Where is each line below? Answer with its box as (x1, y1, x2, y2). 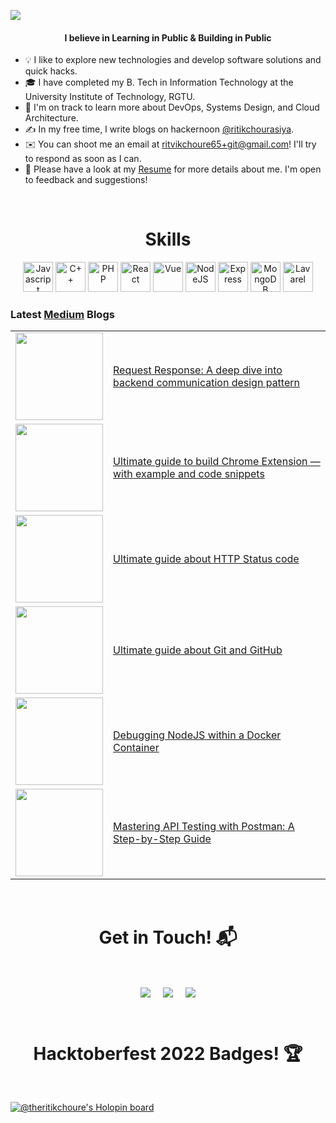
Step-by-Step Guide (113, 832, 212, 846)
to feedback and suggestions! (24, 174, 148, 186)
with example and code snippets (113, 467, 265, 481)
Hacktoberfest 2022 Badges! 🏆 (33, 1042, 303, 1065)
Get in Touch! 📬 (98, 926, 238, 949)
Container (113, 741, 160, 755)
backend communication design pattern (113, 376, 300, 390)
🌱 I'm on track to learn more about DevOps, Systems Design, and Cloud (24, 101, 320, 114)
